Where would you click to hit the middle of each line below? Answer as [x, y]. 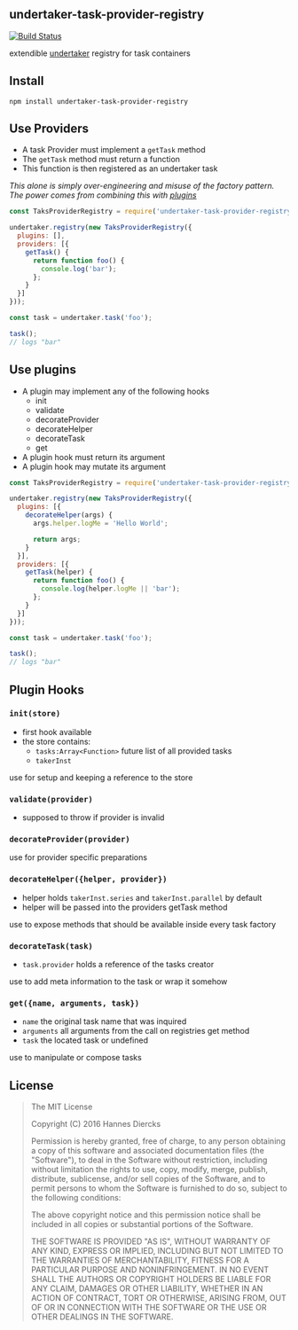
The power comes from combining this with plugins [103, 195]
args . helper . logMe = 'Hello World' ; [100, 523]
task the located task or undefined [85, 1040]
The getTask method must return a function [101, 160]
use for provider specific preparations [78, 857]
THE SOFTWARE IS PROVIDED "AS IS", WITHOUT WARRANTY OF [151, 1241]
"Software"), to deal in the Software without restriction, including [149, 1160]
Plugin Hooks [47, 689]
